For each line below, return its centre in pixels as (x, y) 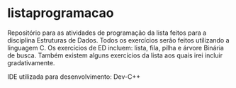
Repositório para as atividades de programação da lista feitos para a (107, 33)
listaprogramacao (61, 13)
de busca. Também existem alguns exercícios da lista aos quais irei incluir (115, 55)
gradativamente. (31, 62)
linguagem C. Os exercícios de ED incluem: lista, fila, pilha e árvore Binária (116, 48)
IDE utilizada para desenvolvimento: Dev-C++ (74, 77)
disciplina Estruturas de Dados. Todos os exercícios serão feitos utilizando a (118, 40)
